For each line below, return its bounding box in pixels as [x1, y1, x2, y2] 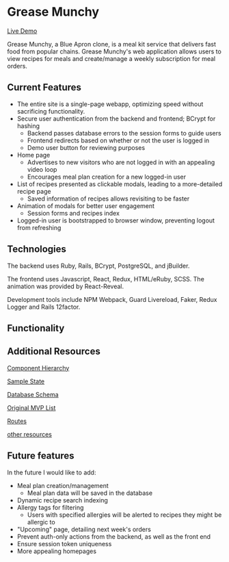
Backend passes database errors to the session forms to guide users [27, 129, 221, 137]
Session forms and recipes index [27, 209, 120, 217]
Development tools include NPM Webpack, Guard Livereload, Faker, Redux [7, 295, 217, 303]
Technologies [7, 244, 67, 255]
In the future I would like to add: [7, 468, 96, 476]
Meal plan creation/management [16, 481, 109, 489]
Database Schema [7, 390, 59, 398]
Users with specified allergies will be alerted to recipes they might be [27, 511, 222, 519]
